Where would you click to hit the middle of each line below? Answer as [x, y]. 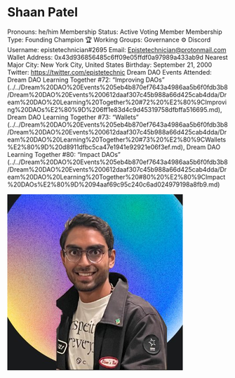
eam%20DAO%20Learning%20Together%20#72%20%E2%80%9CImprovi [117, 102]
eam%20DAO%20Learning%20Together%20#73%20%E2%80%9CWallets [117, 139]
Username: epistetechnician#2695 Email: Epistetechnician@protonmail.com [117, 49]
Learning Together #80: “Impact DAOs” [64, 154]
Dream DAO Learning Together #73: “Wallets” [73, 117]
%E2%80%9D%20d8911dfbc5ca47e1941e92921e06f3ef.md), [96, 147]
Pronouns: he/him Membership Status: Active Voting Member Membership [115, 32]
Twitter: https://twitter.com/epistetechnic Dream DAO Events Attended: [109, 72]
